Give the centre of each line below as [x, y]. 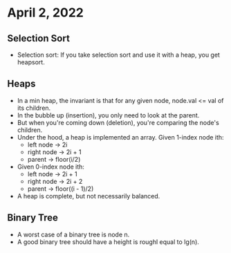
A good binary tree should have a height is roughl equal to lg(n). [108, 242]
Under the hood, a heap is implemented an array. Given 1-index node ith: [120, 137]
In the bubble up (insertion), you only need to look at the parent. [108, 115]
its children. [34, 108]
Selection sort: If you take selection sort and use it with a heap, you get [118, 55]
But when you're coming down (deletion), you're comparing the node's [118, 122]
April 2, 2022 [46, 13]
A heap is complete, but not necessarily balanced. [89, 196]
